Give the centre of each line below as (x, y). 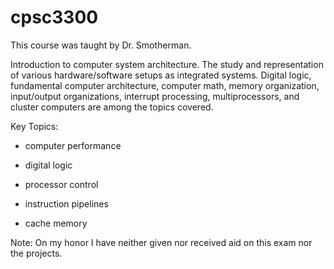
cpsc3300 (54, 17)
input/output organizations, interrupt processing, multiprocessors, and (155, 96)
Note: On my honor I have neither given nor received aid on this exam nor (161, 242)
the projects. (36, 253)
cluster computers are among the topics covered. (112, 107)
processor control (61, 184)
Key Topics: (34, 126)
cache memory (56, 223)
